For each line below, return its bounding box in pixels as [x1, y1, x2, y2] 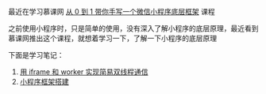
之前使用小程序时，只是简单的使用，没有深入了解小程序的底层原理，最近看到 [8, 24, 259, 33]
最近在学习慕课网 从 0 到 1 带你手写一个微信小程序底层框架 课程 [8, 7, 216, 16]
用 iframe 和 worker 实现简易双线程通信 [19, 67, 148, 77]
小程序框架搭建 [19, 77, 69, 86]
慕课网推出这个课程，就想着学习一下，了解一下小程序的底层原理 [8, 34, 217, 43]
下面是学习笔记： [8, 51, 64, 59]
